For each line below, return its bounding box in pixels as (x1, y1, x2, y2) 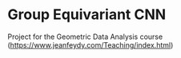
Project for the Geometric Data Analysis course (7, 32, 163, 41)
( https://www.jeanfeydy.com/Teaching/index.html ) (7, 40, 174, 49)
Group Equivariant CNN (7, 6, 167, 24)
